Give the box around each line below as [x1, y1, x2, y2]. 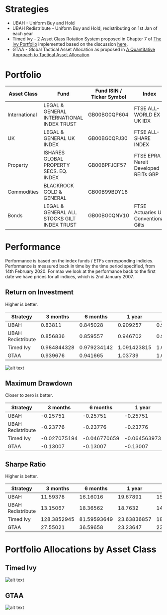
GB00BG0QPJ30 [87, 134, 128, 141]
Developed [134, 164, 160, 171]
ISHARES [43, 149, 65, 156]
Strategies [5, 3, 49, 15]
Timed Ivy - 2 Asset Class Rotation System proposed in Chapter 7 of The [12, 36, 162, 42]
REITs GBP [134, 171, 159, 178]
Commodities [7, 188, 39, 195]
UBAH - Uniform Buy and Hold [12, 20, 75, 26]
